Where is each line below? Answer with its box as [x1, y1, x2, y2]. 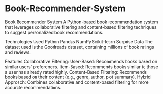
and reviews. [5, 49, 31, 55]
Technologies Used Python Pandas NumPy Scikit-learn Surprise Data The [5, 38, 153, 44]
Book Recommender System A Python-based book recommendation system [5, 19, 158, 25]
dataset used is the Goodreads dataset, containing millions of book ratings [5, 44, 154, 50]
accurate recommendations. [5, 84, 62, 90]
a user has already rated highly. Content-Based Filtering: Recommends [5, 69, 147, 75]
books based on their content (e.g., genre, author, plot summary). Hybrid [5, 74, 151, 80]
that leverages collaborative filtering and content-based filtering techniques [5, 24, 157, 30]
